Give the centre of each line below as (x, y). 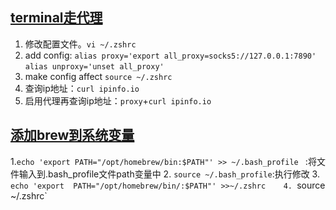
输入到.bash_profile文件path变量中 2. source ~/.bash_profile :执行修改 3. (169, 174)
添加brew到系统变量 (72, 135)
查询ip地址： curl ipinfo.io (82, 88)
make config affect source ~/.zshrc (98, 76)
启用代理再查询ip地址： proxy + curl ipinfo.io (118, 100)
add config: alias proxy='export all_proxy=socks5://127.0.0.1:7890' (170, 55)
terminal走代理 (56, 18)
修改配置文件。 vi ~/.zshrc (80, 44)
